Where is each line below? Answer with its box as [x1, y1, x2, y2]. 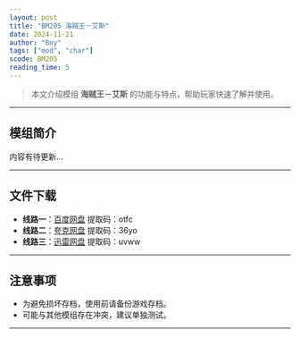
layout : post [9, 13, 58, 22]
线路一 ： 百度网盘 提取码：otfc [21, 214, 134, 224]
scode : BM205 [9, 55, 58, 63]
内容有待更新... [9, 151, 64, 162]
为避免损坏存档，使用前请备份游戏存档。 [21, 299, 171, 309]
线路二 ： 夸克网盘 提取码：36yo [21, 224, 138, 235]
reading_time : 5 [9, 63, 70, 72]
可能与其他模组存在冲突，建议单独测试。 [21, 309, 171, 320]
